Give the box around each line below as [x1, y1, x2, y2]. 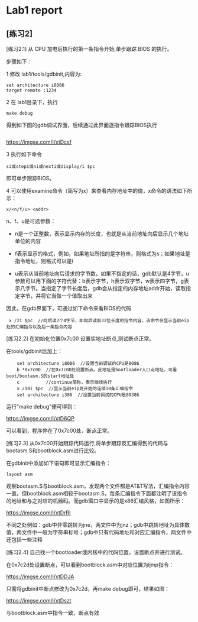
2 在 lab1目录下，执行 [6, 99, 58, 105]
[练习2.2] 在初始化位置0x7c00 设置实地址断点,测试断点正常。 [6, 335, 155, 342]
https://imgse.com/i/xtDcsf [6, 138, 72, 145]
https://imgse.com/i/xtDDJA [6, 573, 74, 580]
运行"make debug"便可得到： [6, 403, 78, 410]
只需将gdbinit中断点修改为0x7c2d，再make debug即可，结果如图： [6, 585, 170, 592]
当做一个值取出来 [51, 292, 93, 299]
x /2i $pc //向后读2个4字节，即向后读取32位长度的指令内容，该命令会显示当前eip [8, 318, 190, 323]
